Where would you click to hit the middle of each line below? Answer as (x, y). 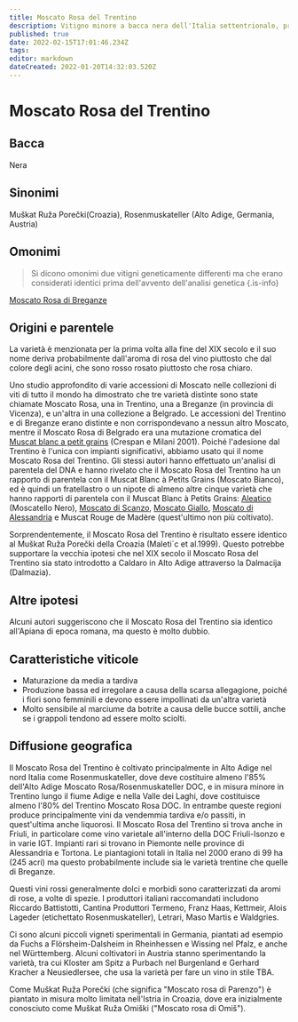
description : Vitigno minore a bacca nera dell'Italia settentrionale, (144, 26)
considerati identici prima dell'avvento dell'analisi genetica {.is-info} (155, 283)
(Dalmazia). (30, 572)
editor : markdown (41, 59)
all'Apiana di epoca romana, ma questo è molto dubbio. (110, 631)
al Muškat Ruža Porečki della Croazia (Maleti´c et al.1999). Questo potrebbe (147, 544)
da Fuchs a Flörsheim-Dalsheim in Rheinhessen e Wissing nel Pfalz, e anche (149, 944)
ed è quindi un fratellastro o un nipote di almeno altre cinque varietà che (141, 489)
